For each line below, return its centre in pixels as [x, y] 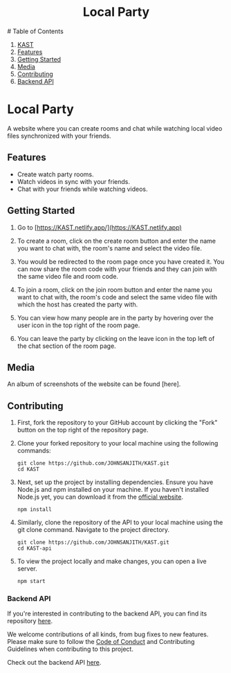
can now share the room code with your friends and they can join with [117, 269]
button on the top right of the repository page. [83, 430]
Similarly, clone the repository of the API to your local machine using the [120, 522]
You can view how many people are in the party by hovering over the [115, 317]
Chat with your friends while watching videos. [82, 189]
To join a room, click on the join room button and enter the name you [114, 289]
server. [27, 569]
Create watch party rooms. [55, 174]
